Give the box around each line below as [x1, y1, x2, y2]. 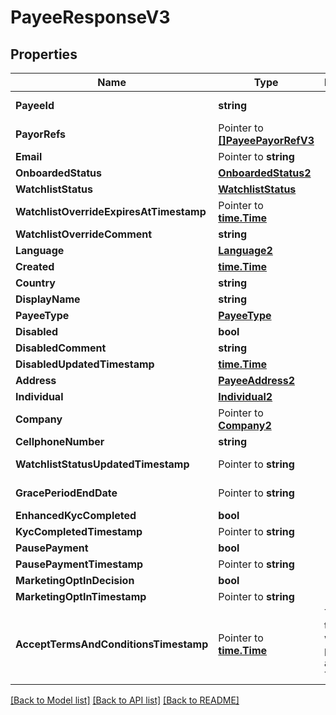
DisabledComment [15, 341, 107, 355]
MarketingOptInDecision [15, 574, 135, 587]
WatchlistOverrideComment [15, 227, 153, 241]
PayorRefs [15, 127, 66, 141]
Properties [10, 46, 78, 63]
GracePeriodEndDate [15, 486, 118, 500]
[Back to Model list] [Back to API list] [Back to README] [10, 694, 240, 706]
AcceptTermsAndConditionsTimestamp [15, 637, 209, 651]
